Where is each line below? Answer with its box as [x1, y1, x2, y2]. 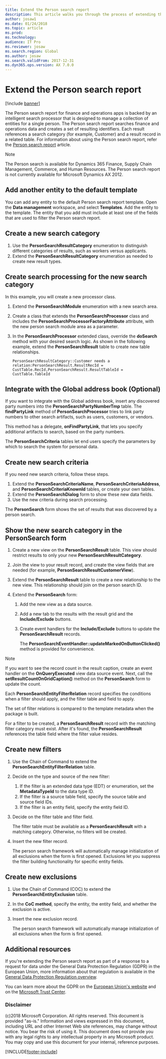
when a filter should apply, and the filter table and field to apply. [5, 696, 135, 702]
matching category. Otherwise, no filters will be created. [12, 829, 127, 835]
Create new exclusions [5, 873, 77, 881]
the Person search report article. [5, 142, 72, 148]
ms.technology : [5, 35, 37, 40]
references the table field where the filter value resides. [5, 731, 118, 737]
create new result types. [12, 258, 62, 264]
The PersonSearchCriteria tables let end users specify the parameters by [5, 438, 156, 444]
